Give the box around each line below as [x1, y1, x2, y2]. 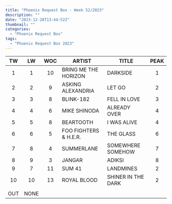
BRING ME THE [61, 66, 99, 73]
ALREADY [107, 104, 131, 111]
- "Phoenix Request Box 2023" [10, 41, 74, 46]
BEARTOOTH [61, 119, 94, 126]
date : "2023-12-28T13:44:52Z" [5, 17, 70, 22]
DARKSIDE [107, 69, 133, 76]
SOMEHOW [107, 148, 135, 155]
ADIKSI [107, 156, 124, 163]
